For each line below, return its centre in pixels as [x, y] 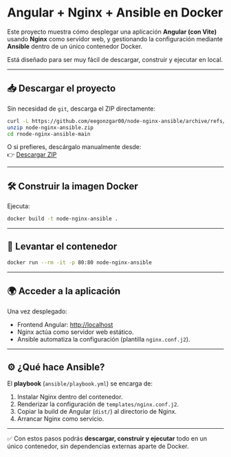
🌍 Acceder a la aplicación [64, 291]
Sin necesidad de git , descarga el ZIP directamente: [81, 109]
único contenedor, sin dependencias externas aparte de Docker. [98, 446]
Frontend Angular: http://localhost [65, 324]
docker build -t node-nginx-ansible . [63, 219]
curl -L [18, 121]
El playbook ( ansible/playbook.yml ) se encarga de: [80, 383]
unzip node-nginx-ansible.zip [51, 127]
